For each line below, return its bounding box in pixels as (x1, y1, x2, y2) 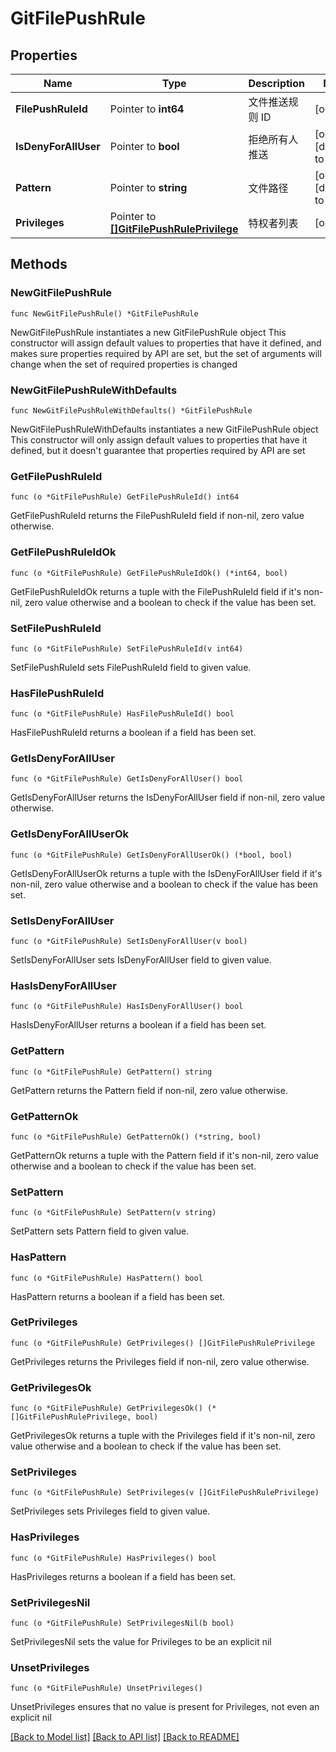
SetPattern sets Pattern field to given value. (10, 1225, 190, 1237)
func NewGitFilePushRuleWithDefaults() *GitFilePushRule (10, 405, 253, 416)
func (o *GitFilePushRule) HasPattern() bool (10, 1273, 203, 1283)
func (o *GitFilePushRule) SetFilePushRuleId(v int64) (10, 643, 244, 654)
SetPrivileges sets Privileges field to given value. (10, 1505, 211, 1517)
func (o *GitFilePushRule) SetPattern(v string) (10, 1208, 217, 1218)
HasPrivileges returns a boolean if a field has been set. (10, 1570, 237, 1582)
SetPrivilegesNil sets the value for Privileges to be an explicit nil (10, 1636, 272, 1648)
